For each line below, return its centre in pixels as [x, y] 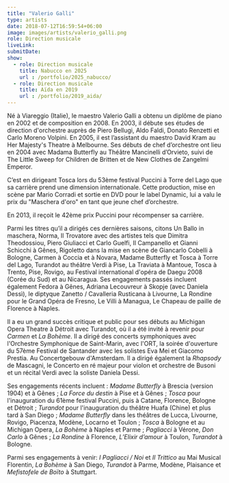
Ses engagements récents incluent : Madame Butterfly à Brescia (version [110, 386]
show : [15, 58]
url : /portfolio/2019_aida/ [61, 97]
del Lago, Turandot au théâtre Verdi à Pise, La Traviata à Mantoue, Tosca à [112, 265]
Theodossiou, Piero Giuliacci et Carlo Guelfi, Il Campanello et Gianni [103, 243]
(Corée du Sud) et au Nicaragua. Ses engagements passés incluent [102, 279]
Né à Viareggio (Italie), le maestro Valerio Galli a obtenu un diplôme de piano [114, 116]
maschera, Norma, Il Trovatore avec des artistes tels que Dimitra [97, 236]
